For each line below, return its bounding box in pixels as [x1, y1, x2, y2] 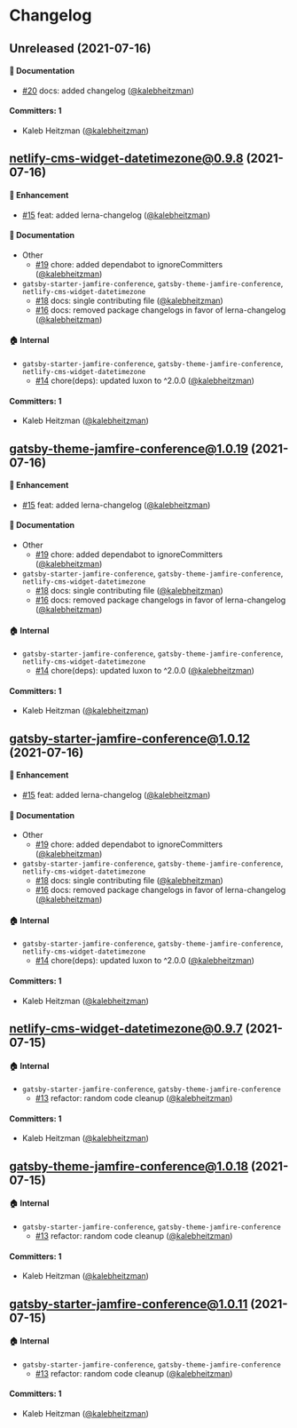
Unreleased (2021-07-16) [9, 41, 152, 56]
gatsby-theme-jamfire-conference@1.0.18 [9, 1159, 249, 1174]
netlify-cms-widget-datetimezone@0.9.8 [9, 151, 244, 166]
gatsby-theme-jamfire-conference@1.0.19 [9, 441, 249, 456]
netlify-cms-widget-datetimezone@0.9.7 [9, 1021, 244, 1036]
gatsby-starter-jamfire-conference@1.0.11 [9, 1296, 248, 1312]
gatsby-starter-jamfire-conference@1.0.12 [9, 730, 251, 746]
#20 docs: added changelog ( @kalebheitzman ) [21, 85, 195, 96]
